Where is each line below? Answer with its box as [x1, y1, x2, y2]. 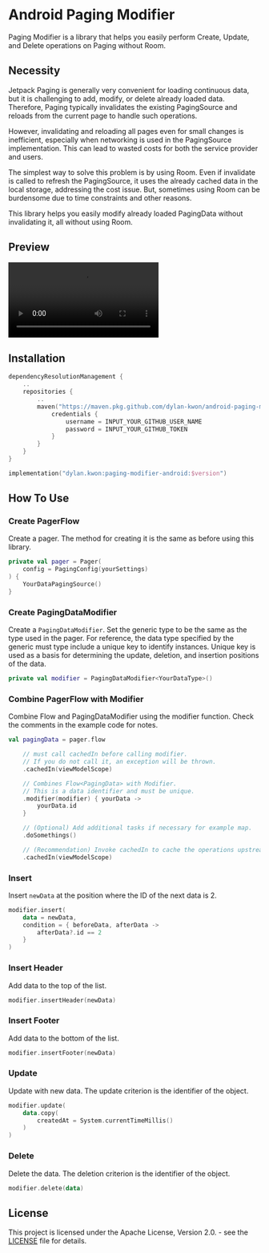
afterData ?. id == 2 [37, 928, 102, 936]
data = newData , [22, 913, 78, 922]
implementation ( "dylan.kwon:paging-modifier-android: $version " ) [8, 469, 227, 477]
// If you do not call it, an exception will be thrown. [22, 758, 217, 766]
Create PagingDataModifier [8, 606, 118, 618]
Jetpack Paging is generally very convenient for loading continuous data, [8, 85, 250, 95]
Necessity [8, 64, 61, 78]
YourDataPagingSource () [22, 580, 102, 589]
